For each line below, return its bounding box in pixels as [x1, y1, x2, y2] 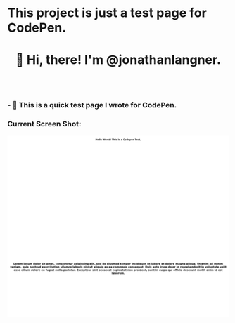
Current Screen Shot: [7, 119, 82, 128]
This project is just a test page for [7, 5, 208, 21]
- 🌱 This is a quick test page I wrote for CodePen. [7, 100, 177, 110]
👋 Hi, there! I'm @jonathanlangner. [15, 52, 222, 68]
